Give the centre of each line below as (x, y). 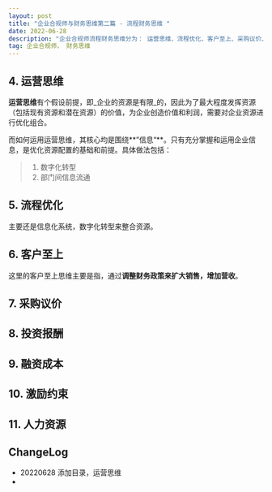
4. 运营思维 (36, 81)
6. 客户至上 (36, 255)
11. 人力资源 (37, 424)
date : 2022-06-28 (38, 31)
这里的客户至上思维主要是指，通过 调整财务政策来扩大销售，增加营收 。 (125, 275)
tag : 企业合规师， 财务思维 (49, 46)
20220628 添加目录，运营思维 (70, 473)
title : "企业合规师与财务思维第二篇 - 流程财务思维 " (89, 24)
